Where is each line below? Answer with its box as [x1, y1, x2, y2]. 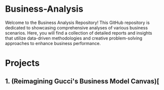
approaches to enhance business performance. [5, 40, 101, 46]
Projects [5, 58, 40, 69]
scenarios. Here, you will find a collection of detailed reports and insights [5, 30, 153, 36]
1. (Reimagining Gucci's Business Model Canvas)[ [5, 77, 160, 85]
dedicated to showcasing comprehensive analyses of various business [5, 24, 148, 30]
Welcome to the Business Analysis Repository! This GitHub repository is [5, 20, 150, 25]
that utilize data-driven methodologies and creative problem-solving [5, 35, 143, 41]
